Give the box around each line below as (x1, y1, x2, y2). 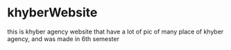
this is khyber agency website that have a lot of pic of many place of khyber (7, 27, 224, 36)
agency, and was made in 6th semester (7, 34, 120, 42)
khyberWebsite (7, 5, 98, 21)
